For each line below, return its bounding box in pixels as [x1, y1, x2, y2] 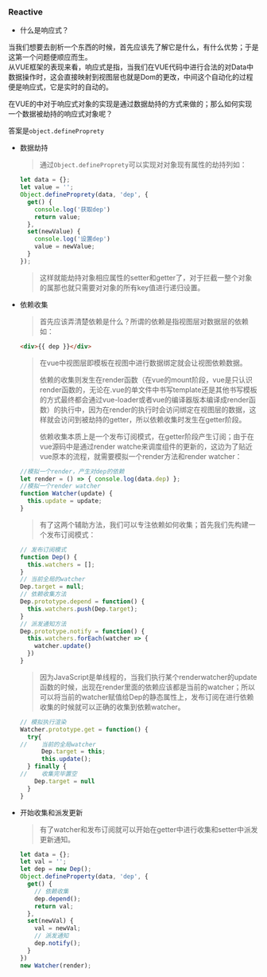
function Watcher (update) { [19, 489, 113, 498]
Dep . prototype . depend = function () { [19, 598, 145, 606]
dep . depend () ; [34, 895, 81, 903]
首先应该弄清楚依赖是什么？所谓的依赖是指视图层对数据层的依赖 [39, 316, 249, 326]
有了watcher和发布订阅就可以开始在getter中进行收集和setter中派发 [39, 824, 258, 834]
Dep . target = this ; [41, 747, 106, 755]
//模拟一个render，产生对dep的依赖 [19, 467, 125, 476]
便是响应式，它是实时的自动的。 [8, 82, 113, 92]
